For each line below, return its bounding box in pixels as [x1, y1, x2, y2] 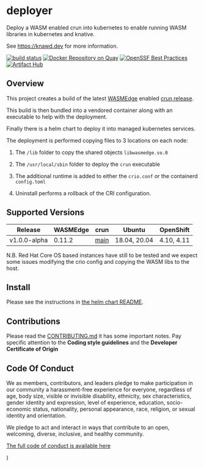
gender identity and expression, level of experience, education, [6, 399, 166, 406]
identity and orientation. [6, 412, 67, 419]
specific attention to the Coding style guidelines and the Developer [6, 339, 178, 346]
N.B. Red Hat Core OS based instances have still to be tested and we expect [6, 252, 198, 259]
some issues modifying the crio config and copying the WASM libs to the [6, 258, 189, 265]
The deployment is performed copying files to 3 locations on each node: [6, 136, 188, 144]
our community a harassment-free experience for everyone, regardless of [6, 386, 192, 393]
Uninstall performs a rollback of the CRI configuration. [15, 189, 151, 196]
